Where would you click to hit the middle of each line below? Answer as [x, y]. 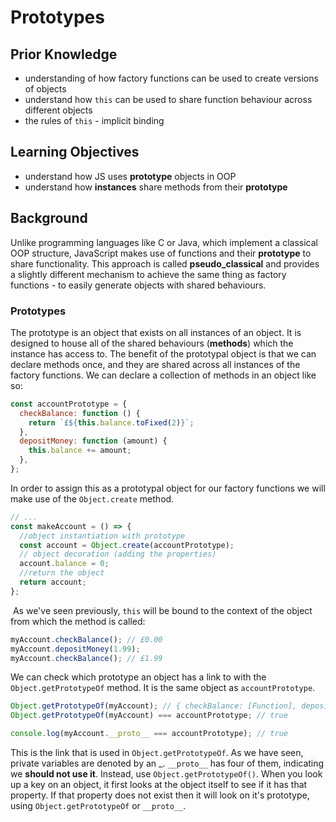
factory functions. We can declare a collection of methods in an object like [163, 375]
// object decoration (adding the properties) [118, 554]
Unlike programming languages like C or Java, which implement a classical [164, 242]
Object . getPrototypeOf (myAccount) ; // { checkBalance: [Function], [154, 706]
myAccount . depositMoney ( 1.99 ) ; [75, 649]
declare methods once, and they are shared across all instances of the [155, 364]
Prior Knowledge [64, 54]
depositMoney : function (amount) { [93, 441]
